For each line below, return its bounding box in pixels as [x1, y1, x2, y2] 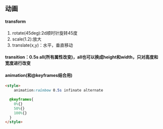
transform [5, 18, 26, 24]
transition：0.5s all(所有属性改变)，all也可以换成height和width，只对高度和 [5, 54, 158, 60]
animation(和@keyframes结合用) [5, 72, 73, 78]
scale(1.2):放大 [12, 36, 42, 42]
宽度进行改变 [5, 60, 31, 66]
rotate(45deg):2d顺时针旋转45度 [12, 30, 78, 36]
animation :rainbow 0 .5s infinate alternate [14, 88, 104, 93]
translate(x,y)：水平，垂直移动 [12, 42, 73, 48]
